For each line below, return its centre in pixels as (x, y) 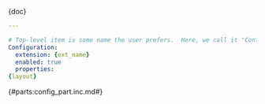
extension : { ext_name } (52, 54)
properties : (35, 69)
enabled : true (38, 62)
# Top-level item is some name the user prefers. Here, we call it (123, 40)
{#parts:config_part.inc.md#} (56, 92)
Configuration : (33, 47)
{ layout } (22, 77)
